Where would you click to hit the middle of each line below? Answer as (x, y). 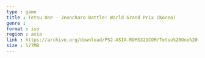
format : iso (23, 29)
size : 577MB (23, 46)
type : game (21, 12)
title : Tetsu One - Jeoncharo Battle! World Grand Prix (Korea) (91, 18)
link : (15, 40)
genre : (16, 23)
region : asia (24, 34)
